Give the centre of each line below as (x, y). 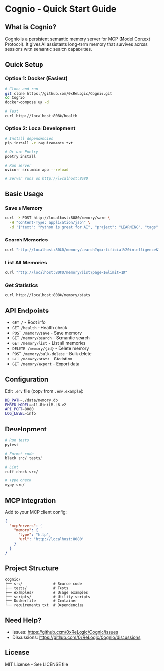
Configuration (27, 379)
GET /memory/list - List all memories (49, 343)
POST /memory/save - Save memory (47, 333)
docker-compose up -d (27, 102)
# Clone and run (21, 89)
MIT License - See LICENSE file (37, 664)
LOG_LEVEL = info (20, 414)
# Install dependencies (29, 139)
